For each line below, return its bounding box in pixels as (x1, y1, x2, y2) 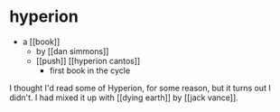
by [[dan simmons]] (35, 45, 109, 56)
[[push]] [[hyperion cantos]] (35, 55, 141, 66)
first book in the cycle (49, 65, 131, 76)
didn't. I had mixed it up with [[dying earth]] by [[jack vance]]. (9, 92, 239, 103)
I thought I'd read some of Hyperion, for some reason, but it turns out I (9, 82, 271, 93)
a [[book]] (22, 36, 61, 47)
